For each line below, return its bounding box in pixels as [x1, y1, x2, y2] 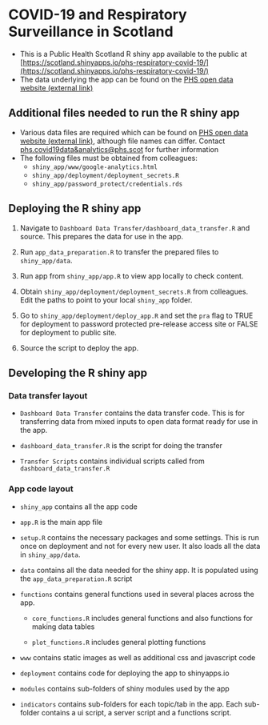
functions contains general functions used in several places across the [19, 589, 254, 599]
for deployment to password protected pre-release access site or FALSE [19, 318, 258, 329]
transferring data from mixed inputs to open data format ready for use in [19, 417, 258, 427]
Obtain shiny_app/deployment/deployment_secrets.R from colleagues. [19, 286, 249, 296]
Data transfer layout [8, 390, 88, 401]
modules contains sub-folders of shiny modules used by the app [19, 683, 230, 693]
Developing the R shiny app [8, 366, 148, 379]
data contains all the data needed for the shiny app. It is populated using [19, 565, 258, 575]
